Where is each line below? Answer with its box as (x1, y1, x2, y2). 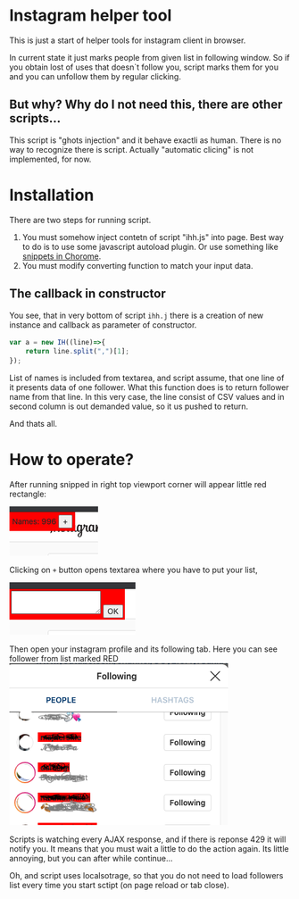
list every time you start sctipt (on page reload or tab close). (9, 880, 229, 891)
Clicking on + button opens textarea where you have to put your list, (9, 564, 258, 576)
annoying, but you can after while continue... (9, 853, 173, 864)
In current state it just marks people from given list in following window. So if (9, 52, 290, 62)
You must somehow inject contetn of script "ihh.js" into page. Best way (21, 231, 284, 242)
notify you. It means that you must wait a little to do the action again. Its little (9, 844, 289, 854)
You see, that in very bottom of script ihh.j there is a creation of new (9, 310, 264, 320)
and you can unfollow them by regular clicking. (9, 71, 181, 81)
